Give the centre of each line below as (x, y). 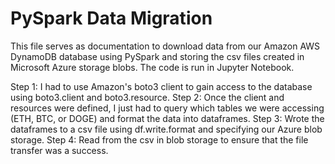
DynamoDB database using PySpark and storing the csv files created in (157, 56)
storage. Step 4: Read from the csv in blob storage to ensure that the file (159, 139)
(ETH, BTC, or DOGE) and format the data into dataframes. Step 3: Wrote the (167, 118)
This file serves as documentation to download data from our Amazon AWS (165, 46)
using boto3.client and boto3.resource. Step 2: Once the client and (147, 97)
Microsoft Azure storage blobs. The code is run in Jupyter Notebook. (152, 67)
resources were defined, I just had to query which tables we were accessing (167, 108)
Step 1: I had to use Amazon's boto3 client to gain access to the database (161, 86)
